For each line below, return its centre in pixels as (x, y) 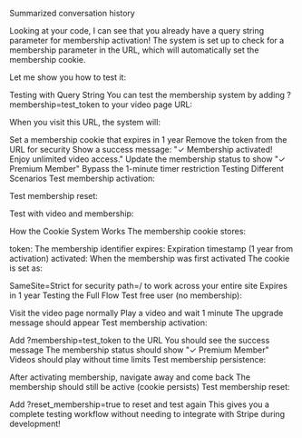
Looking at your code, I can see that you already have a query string (137, 30)
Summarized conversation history (73, 13)
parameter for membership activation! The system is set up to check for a (147, 40)
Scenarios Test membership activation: (83, 178)
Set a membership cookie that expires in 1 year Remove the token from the (148, 139)
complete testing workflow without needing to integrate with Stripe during (147, 414)
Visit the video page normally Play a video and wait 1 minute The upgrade (146, 313)
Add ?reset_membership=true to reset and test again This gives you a (140, 404)
